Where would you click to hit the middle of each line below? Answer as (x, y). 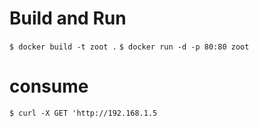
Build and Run (68, 18)
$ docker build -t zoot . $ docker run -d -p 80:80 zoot (129, 47)
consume (49, 86)
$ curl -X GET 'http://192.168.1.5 (83, 113)
